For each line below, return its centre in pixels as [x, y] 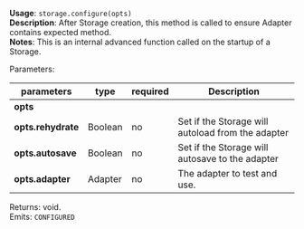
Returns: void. [35, 207]
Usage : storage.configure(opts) [71, 13]
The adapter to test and [228, 173]
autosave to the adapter [228, 159]
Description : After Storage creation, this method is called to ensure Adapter [151, 23]
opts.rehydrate [47, 127]
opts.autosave [45, 153]
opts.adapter [42, 179]
